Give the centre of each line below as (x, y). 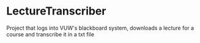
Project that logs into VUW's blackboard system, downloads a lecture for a (100, 28)
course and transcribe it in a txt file (50, 34)
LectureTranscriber (56, 11)
